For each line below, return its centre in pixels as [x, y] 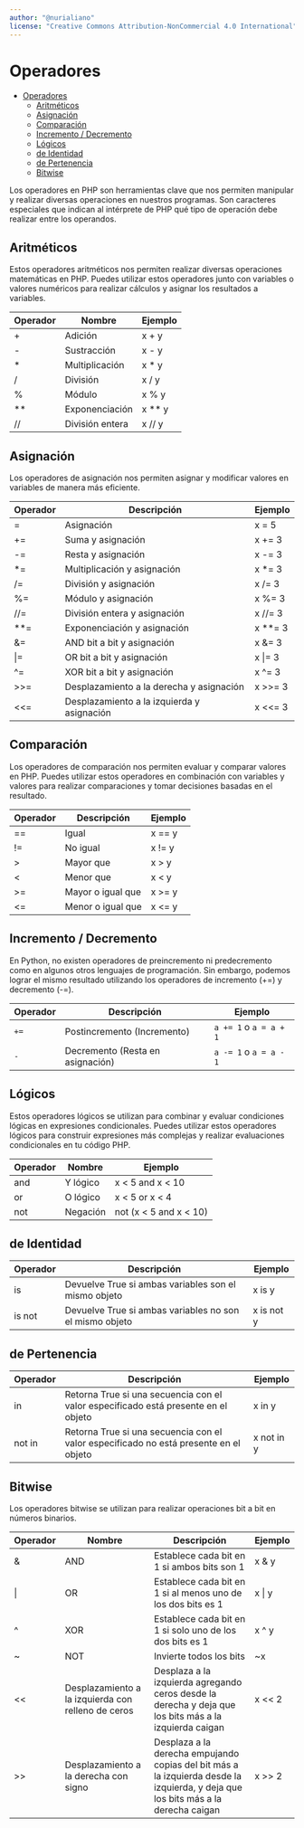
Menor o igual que [103, 906]
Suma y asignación [105, 540]
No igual [82, 848]
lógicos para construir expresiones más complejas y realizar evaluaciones [147, 1135]
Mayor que [88, 862]
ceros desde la [185, 1693]
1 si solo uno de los [195, 1630]
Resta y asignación [105, 554]
